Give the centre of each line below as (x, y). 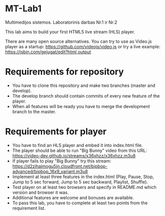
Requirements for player (56, 132)
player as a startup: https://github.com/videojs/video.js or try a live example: (83, 46)
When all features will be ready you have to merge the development (81, 106)
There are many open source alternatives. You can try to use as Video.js (79, 41)
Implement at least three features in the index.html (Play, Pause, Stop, (83, 177)
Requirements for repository (64, 72)
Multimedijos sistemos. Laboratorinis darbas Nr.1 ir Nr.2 (61, 22)
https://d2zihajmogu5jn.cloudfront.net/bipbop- (60, 166)
